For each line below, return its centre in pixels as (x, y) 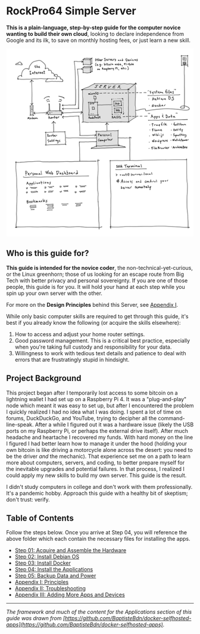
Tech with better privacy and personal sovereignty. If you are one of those (97, 280)
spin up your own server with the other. (54, 293)
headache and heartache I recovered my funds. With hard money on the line (100, 437)
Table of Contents (40, 518)
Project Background (44, 378)
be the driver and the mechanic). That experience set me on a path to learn (98, 456)
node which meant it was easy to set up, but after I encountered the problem (100, 405)
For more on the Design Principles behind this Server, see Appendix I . (92, 304)
